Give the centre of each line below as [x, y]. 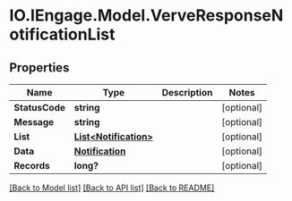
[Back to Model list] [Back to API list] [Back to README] [112, 188]
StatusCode [39, 108]
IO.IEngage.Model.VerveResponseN [146, 16]
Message [34, 122]
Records [32, 166]
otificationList [62, 34]
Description [187, 92]
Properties [39, 67]
